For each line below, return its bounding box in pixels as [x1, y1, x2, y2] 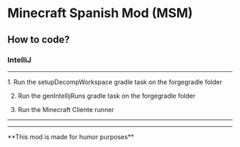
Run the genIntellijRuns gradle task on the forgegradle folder [17, 91, 196, 100]
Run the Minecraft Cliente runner [17, 105, 114, 113]
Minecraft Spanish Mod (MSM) [7, 5, 193, 21]
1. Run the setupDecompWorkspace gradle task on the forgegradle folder [7, 77, 223, 86]
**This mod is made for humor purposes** [7, 132, 134, 141]
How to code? [7, 34, 70, 46]
